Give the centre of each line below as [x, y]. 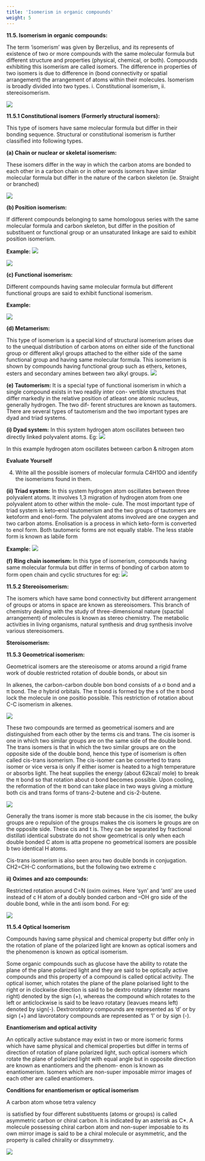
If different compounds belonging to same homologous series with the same [102, 219]
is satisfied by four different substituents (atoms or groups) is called [92, 1114]
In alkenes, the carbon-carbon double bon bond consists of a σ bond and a [101, 685]
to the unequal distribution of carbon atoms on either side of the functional [100, 346]
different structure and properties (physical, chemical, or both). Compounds [102, 60]
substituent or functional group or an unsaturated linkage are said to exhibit [101, 232]
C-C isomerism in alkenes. [40, 704]
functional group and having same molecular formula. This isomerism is [96, 359]
